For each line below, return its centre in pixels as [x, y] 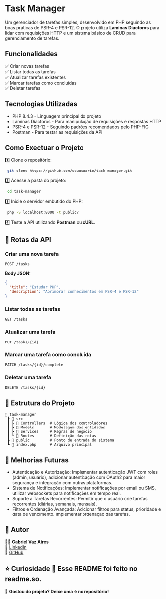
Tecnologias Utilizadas [41, 104]
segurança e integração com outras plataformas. [62, 482]
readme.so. [23, 579]
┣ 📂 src [15, 419]
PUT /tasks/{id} [22, 342]
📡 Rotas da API [28, 240]
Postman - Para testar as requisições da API [57, 132]
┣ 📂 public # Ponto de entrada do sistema [61, 440]
